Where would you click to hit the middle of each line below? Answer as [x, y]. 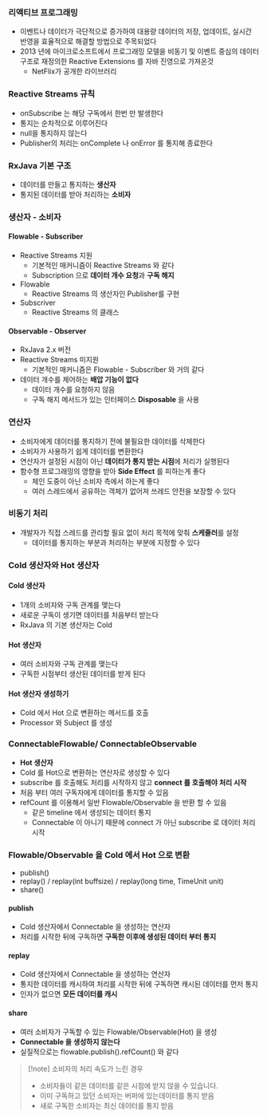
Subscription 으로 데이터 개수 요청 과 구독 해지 [103, 275]
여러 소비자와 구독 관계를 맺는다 [69, 664]
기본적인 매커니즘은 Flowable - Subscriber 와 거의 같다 [118, 369]
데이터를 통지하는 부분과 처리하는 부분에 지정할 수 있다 [116, 542]
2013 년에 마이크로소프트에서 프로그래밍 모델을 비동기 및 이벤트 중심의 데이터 [139, 51]
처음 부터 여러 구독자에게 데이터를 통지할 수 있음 [94, 792]
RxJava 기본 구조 [40, 165]
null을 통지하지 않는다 [53, 132]
